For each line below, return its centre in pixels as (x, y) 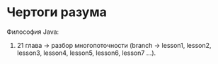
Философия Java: (33, 32)
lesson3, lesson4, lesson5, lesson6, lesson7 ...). (86, 53)
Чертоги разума (57, 12)
